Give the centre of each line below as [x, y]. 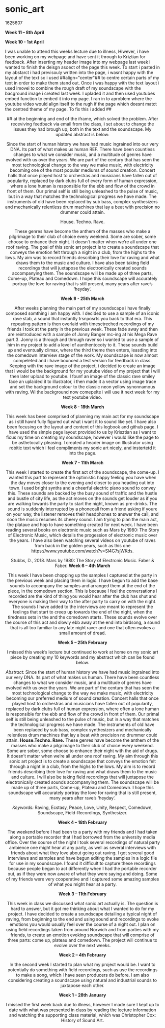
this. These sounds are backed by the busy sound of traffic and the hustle [82, 493]
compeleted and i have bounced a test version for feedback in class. [82, 360]
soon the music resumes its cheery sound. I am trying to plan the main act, [82, 519]
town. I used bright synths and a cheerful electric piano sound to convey [82, 488]
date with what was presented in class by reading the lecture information [82, 1010]
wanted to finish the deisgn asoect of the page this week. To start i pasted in [82, 67]
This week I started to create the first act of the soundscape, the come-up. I [82, 472]
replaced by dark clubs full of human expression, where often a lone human [82, 709]
